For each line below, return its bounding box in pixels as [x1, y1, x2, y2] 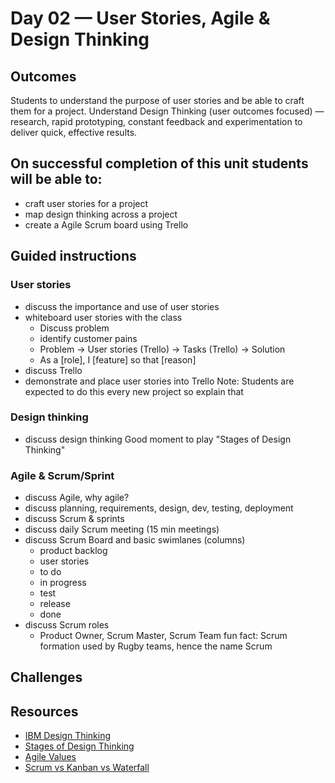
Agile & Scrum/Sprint [10, 468, 115, 482]
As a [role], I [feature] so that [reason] [39, 353, 197, 366]
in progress [39, 577, 87, 589]
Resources [10, 703, 79, 720]
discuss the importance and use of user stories [24, 300, 220, 312]
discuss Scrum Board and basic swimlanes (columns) [24, 534, 246, 546]
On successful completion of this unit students [10, 155, 309, 172]
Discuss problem [39, 322, 110, 334]
